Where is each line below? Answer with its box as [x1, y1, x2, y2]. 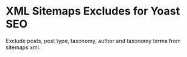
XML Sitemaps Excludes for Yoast [5, 4, 180, 18]
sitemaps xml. [5, 44, 41, 51]
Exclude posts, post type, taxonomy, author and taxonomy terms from [5, 37, 181, 44]
